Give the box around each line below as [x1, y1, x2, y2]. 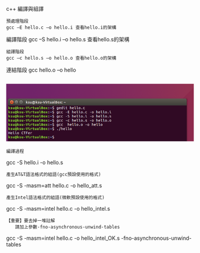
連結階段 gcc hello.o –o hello [6, 66, 76, 73]
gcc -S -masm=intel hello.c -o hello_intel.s [6, 205, 110, 212]
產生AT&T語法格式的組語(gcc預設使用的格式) [6, 171, 101, 177]
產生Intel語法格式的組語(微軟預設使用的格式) [6, 195, 105, 200]
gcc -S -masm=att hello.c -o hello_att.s [6, 181, 102, 189]
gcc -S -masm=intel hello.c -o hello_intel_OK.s [6, 235, 120, 242]
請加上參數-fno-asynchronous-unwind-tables [14, 224, 120, 230]
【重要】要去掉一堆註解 [6, 217, 55, 224]
